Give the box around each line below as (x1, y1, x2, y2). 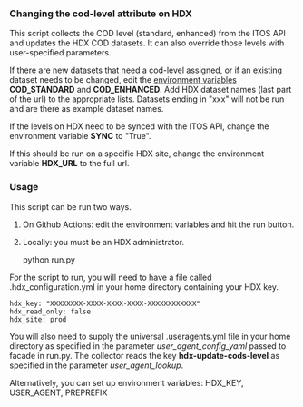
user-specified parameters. (9, 47, 112, 58)
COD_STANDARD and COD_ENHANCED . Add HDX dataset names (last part (9, 84, 292, 95)
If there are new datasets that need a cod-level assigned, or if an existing (9, 65, 283, 75)
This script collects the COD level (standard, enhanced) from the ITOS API (9, 28, 286, 39)
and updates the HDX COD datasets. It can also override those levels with (9, 37, 285, 48)
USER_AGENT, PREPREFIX (9, 387, 108, 398)
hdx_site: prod (9, 314, 67, 324)
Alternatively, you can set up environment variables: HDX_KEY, (9, 377, 244, 388)
